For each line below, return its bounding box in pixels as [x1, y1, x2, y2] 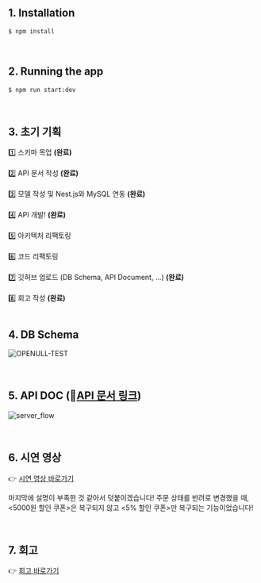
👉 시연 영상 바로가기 [8, 474, 74, 483]
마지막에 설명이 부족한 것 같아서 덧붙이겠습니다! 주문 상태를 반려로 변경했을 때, [8, 493, 250, 502]
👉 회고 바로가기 [8, 566, 59, 576]
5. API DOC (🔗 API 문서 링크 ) [8, 389, 141, 403]
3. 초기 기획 [8, 125, 62, 138]
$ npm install [8, 27, 56, 35]
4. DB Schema [8, 328, 79, 341]
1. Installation [8, 6, 75, 20]
